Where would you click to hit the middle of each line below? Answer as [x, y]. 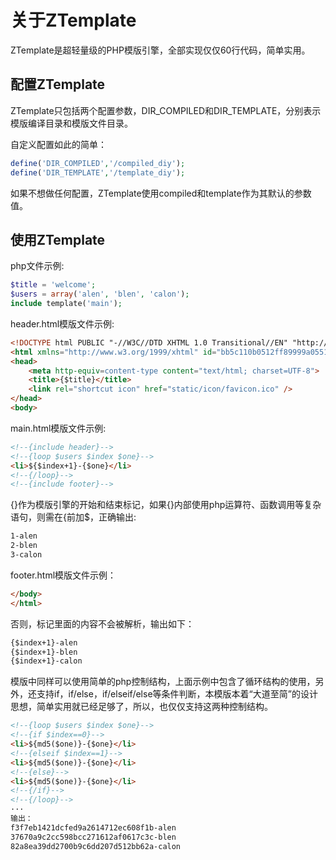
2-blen [24, 546]
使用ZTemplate [58, 239]
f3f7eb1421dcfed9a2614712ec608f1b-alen [93, 827]
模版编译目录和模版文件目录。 [71, 123]
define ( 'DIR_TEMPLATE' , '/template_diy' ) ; [98, 172]
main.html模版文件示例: [58, 428]
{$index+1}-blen [44, 652]
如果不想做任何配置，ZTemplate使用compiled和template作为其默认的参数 [161, 193]
